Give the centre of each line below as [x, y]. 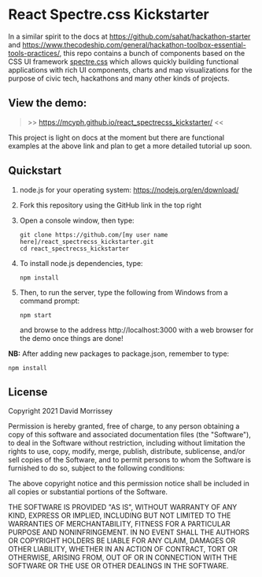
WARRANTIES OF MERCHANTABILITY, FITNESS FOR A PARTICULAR [119, 524]
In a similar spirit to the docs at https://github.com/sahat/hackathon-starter [129, 36]
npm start [36, 315]
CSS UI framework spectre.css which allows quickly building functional [124, 62]
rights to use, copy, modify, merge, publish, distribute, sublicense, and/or [127, 451]
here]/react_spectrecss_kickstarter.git [87, 242]
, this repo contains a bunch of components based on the [152, 53]
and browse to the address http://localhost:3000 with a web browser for [137, 330]
